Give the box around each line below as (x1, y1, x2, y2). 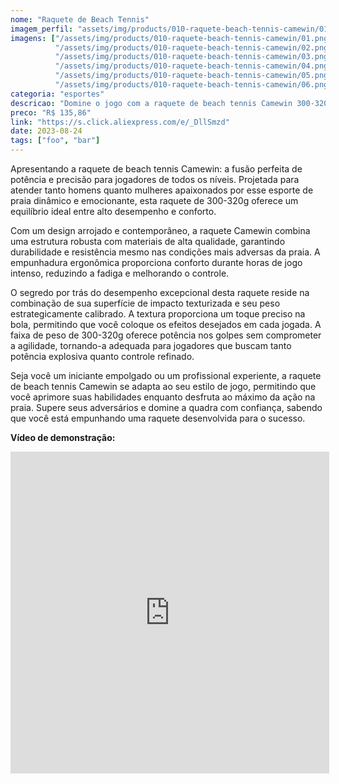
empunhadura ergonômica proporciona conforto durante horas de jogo (10, 257, 303, 268)
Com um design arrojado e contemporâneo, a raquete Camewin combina (10, 225, 311, 236)
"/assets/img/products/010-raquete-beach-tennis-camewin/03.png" (54, 52, 333, 62)
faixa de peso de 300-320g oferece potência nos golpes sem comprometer (10, 329, 322, 341)
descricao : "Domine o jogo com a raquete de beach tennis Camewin (10, 98, 293, 108)
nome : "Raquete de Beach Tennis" (10, 14, 150, 25)
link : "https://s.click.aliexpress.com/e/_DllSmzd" (10, 117, 230, 127)
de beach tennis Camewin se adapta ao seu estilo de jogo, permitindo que (10, 381, 317, 392)
